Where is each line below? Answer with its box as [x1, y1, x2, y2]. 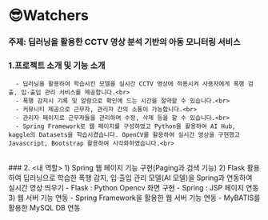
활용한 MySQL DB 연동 [8, 203, 81, 213]
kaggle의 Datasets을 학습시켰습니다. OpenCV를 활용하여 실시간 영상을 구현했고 [8, 131, 240, 139]
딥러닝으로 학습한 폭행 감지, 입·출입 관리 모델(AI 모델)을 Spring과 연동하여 [22, 173, 253, 182]
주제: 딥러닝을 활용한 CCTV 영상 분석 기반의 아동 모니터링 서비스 [8, 37, 241, 48]
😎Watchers [8, 6, 90, 25]
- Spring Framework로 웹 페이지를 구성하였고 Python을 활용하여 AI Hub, [15, 122, 236, 130]
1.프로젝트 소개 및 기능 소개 [8, 60, 106, 71]
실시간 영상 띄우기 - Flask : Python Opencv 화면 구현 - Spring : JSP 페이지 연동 [8, 183, 259, 193]
